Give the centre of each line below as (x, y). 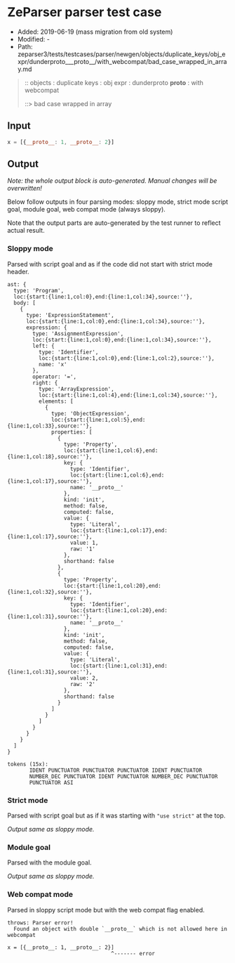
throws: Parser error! (40, 923)
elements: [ (56, 401)
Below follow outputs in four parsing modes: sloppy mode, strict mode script (118, 202)
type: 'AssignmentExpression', (78, 334)
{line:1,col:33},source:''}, (50, 426)
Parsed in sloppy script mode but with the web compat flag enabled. (106, 910)
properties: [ (72, 432)
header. (18, 271)
